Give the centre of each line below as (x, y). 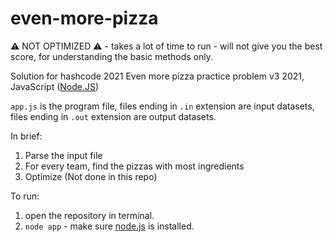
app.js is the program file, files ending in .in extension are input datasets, (162, 106)
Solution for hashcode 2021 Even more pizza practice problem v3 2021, (157, 76)
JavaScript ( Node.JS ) (55, 86)
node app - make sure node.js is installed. (109, 226)
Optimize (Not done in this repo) (91, 176)
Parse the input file (63, 155)
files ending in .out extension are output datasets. (113, 116)
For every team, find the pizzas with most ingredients (134, 166)
